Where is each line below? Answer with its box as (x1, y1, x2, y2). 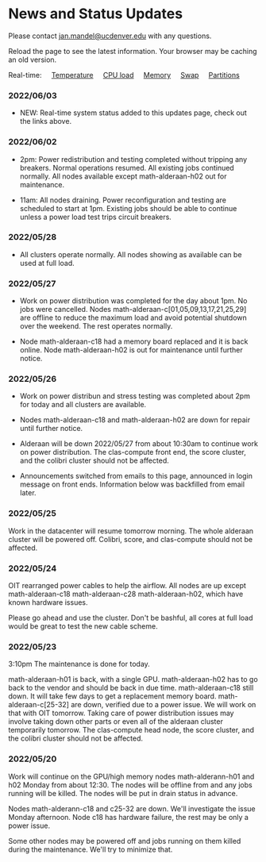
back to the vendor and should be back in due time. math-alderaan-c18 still (8, 683, 254, 693)
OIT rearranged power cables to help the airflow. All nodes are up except (8, 581, 246, 591)
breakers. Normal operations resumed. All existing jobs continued (19, 163, 234, 172)
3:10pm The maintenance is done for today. (8, 660, 151, 669)
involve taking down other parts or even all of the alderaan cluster (8, 717, 224, 726)
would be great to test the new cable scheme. (8, 621, 158, 631)
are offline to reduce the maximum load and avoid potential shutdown (19, 313, 248, 322)
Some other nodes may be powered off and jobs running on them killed (8, 836, 241, 845)
